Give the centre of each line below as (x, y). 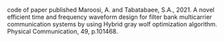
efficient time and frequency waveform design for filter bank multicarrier (110, 17)
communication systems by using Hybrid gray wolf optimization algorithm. (112, 24)
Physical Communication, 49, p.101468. (63, 31)
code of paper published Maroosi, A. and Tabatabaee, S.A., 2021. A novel (111, 10)
